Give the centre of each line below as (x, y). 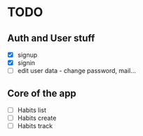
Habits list (32, 110)
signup (27, 55)
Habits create (37, 118)
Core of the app (42, 93)
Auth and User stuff (51, 38)
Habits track (35, 126)
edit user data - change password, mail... (77, 71)
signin (26, 63)
